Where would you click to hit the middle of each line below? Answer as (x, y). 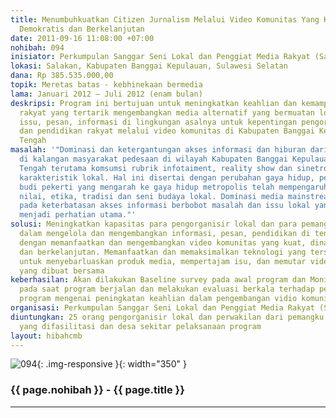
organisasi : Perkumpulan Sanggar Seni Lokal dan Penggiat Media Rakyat (162, 308)
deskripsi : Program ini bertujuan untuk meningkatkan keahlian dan (154, 103)
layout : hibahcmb (46, 336)
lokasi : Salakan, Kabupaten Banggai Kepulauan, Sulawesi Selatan (149, 66)
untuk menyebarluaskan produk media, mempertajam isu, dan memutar (163, 261)
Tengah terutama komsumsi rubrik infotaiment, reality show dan (156, 168)
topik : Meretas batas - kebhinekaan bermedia (106, 85)
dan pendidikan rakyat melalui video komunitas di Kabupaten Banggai (167, 131)
